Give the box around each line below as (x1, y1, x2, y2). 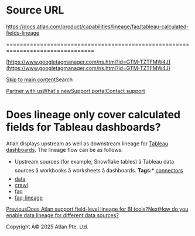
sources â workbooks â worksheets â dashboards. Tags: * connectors (14, 167, 183, 174)
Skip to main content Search (6, 76, 73, 83)
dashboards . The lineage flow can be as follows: (6, 146, 123, 153)
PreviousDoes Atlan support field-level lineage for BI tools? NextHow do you (6, 205, 189, 212)
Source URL (6, 4, 64, 17)
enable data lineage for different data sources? (6, 211, 119, 218)
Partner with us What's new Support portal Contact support (6, 87, 145, 94)
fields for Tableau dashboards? (6, 121, 161, 134)
